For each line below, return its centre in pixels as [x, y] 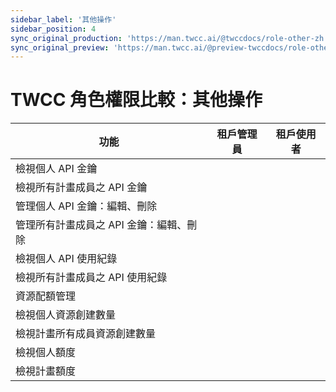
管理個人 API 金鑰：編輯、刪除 [86, 206]
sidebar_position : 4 [53, 29]
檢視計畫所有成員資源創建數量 [86, 334]
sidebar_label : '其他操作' [63, 19]
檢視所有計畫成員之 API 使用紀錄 [91, 278]
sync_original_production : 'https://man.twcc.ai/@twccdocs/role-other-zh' [169, 38]
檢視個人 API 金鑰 [56, 169]
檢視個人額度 [46, 353]
